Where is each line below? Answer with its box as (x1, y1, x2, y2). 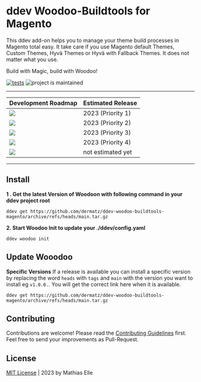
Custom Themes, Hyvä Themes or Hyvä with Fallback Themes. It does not (6, 49, 190, 56)
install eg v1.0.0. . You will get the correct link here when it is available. (6, 280, 181, 288)
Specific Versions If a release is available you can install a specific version (6, 268, 191, 275)
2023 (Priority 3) (83, 128, 132, 137)
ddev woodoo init (6, 235, 50, 242)
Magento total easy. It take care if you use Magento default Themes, (6, 43, 175, 50)
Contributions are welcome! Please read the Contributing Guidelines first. (6, 329, 187, 336)
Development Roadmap (9, 99, 78, 107)
